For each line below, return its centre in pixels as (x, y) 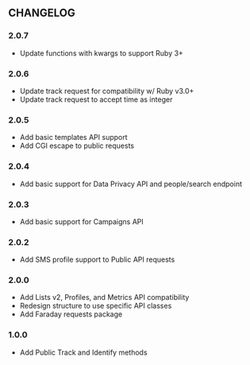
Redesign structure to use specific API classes (96, 306)
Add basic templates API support (74, 138)
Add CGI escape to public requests (77, 146)
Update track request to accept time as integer (96, 99)
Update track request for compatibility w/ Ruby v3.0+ (107, 91)
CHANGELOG (42, 13)
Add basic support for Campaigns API (82, 221)
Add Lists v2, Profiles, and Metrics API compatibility (104, 297)
